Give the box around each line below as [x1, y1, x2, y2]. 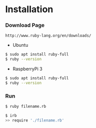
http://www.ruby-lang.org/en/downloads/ [5, 33, 92, 39]
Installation [5, 4, 54, 15]
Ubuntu [12, 42, 29, 48]
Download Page [5, 22, 44, 29]
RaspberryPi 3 [12, 66, 43, 72]
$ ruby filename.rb [5, 104, 46, 109]
